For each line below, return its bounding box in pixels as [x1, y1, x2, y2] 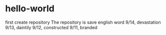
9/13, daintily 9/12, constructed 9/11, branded [5, 24, 97, 30]
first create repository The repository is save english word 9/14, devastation [5, 19, 161, 25]
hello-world [5, 3, 55, 14]
